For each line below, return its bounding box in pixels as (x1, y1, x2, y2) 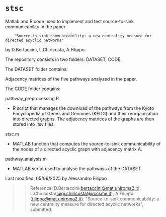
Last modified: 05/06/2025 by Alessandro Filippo (5, 175, 107, 181)
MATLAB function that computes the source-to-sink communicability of (12, 140, 161, 147)
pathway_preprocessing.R (5, 95, 59, 101)
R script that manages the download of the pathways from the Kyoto (12, 105, 154, 111)
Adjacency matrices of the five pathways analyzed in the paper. (5, 76, 137, 82)
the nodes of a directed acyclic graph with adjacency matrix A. (12, 146, 142, 152)
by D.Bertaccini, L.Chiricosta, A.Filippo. (5, 46, 86, 52)
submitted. (30, 206, 53, 212)
